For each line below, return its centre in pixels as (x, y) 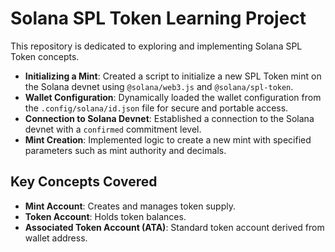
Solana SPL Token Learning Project (158, 18)
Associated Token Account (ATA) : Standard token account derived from (174, 227)
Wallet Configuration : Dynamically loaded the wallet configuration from (173, 97)
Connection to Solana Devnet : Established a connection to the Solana (169, 118)
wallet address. (56, 238)
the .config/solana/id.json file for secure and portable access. (156, 108)
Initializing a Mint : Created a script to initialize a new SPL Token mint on (173, 76)
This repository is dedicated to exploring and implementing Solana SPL (156, 46)
